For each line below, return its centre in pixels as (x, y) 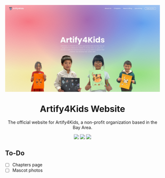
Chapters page (27, 165)
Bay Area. (82, 128)
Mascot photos (27, 170)
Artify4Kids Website (82, 109)
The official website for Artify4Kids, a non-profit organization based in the (82, 122)
